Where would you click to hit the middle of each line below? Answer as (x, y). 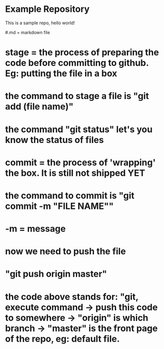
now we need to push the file (66, 251)
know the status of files (55, 140)
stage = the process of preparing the (82, 52)
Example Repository (48, 9)
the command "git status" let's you (79, 129)
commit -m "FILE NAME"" (59, 206)
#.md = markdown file (28, 32)
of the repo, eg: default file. (62, 339)
